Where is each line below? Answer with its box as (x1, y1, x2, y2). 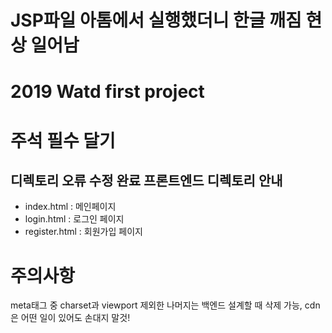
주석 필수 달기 (10, 129, 116, 152)
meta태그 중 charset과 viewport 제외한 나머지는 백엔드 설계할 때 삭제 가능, (10, 299, 303, 311)
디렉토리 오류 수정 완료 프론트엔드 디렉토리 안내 (10, 172, 283, 189)
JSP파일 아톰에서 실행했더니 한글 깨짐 (10, 9, 302, 32)
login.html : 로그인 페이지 (24, 213, 125, 225)
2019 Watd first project (10, 81, 205, 103)
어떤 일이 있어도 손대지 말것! (20, 312, 131, 324)
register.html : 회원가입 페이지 (24, 226, 143, 238)
